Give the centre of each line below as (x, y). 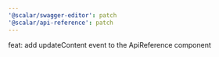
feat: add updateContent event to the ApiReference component (109, 45)
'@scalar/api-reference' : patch (61, 23)
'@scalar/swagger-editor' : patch (63, 15)
